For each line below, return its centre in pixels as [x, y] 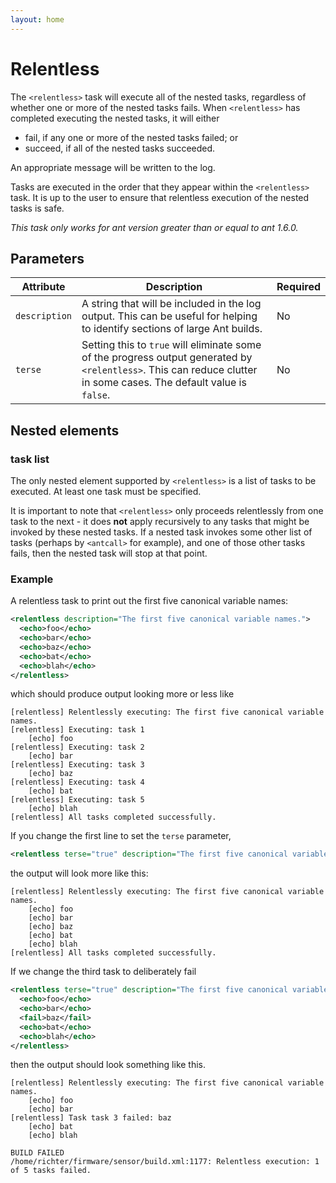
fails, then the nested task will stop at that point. [109, 553]
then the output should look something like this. [108, 1065]
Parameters [47, 258]
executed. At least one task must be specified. [106, 492]
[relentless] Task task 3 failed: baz [91, 1118]
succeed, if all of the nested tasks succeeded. [120, 148]
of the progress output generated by [167, 358]
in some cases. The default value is [164, 383]
